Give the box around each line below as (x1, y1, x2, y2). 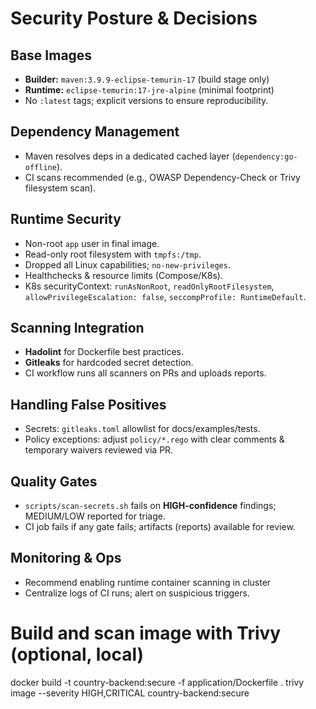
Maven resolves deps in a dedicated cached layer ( (24, 150, 236, 162)
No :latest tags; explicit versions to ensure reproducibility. (24, 95, 269, 106)
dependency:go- (234, 152, 298, 162)
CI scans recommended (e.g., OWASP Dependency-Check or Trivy (24, 171, 301, 183)
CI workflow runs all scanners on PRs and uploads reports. (24, 367, 267, 379)
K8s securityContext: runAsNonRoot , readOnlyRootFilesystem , (24, 280, 275, 292)
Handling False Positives (10, 396, 167, 413)
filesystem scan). (24, 182, 97, 194)
